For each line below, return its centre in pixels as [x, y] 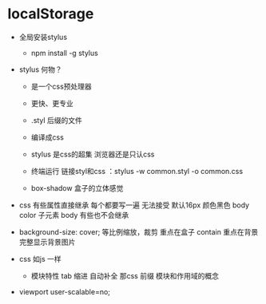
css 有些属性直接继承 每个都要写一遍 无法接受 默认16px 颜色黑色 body [134, 205]
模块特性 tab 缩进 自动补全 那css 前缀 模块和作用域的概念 [125, 275]
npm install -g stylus [65, 53]
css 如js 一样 [40, 259]
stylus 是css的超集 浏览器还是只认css [93, 154]
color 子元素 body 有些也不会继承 [74, 215]
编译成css [48, 137]
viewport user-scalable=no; [65, 291]
